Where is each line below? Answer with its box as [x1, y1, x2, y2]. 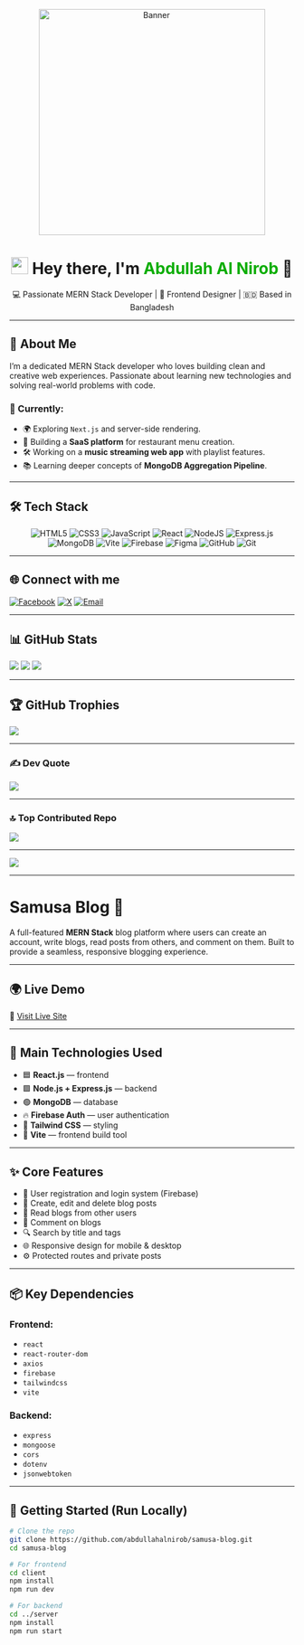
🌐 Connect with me [9, 572, 120, 588]
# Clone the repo [9, 1527, 75, 1536]
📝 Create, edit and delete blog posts [22, 1198, 157, 1209]
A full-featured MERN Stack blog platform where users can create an [9, 927, 267, 938]
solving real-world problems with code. [9, 380, 156, 391]
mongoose [22, 1441, 56, 1451]
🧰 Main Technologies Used [9, 1045, 163, 1061]
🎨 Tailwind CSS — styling [22, 1120, 119, 1130]
